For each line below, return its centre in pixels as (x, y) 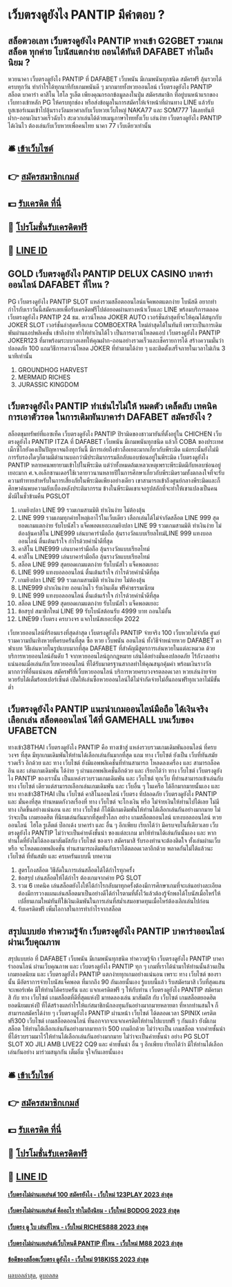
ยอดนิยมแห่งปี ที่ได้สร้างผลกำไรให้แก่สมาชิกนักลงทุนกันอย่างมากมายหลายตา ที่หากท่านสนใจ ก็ (113, 1006)
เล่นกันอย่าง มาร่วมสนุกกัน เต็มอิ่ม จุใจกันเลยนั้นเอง (66, 1052)
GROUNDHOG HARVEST (53, 369)
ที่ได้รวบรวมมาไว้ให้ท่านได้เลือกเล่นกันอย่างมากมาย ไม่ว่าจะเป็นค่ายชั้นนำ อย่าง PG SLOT (109, 1037)
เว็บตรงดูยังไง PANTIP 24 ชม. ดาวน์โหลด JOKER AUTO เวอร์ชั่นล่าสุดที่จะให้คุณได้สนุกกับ (115, 317)
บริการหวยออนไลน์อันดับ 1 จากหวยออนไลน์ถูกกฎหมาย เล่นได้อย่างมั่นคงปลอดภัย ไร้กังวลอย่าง (114, 656)
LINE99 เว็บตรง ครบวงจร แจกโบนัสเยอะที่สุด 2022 (79, 618)
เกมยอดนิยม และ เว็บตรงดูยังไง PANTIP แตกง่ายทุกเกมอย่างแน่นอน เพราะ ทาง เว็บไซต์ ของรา (115, 974)
